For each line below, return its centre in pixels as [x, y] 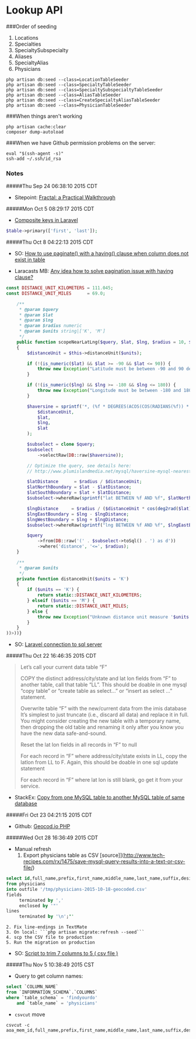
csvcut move [30, 1014]
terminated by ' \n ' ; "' [47, 917]
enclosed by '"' [39, 905]
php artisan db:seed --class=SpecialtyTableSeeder [69, 85]
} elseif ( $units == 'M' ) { [61, 601]
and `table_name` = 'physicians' [57, 1003]
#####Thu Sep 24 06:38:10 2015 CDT [52, 186]
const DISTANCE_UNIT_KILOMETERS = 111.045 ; [60, 288]
